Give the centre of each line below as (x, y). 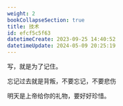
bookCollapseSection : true (46, 20)
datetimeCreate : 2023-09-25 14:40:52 (61, 39)
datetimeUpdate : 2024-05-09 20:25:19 (61, 46)
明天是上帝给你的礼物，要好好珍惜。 (59, 96)
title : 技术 (23, 26)
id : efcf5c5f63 (29, 33)
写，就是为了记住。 (35, 66)
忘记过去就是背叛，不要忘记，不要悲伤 (61, 81)
